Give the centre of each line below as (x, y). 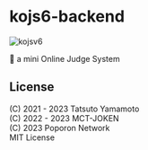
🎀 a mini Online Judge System (65, 58)
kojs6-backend (67, 17)
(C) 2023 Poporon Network (60, 128)
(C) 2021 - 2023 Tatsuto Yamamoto (74, 109)
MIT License (32, 137)
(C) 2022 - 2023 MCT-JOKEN (64, 118)
